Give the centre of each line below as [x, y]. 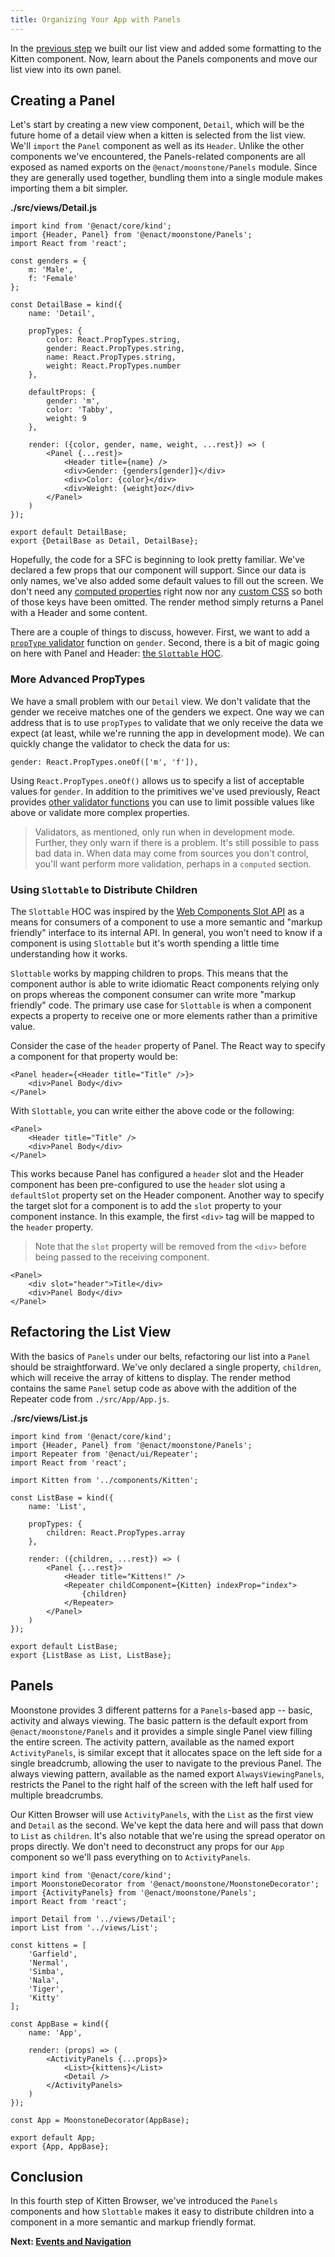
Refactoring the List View [91, 1332]
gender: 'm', [73, 401]
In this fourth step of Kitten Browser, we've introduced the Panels [144, 2201]
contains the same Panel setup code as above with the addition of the [154, 1388]
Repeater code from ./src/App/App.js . [90, 1398]
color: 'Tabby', [80, 410]
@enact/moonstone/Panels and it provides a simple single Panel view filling [161, 1731]
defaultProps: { [62, 392]
